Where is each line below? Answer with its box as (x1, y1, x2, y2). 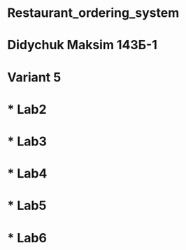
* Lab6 (7, 230, 48, 246)
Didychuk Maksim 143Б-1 (7, 37, 157, 53)
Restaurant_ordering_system (7, 5, 180, 21)
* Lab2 (7, 101, 47, 117)
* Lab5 (7, 198, 47, 213)
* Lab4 (7, 166, 48, 182)
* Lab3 (7, 133, 48, 149)
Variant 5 (7, 69, 62, 85)
